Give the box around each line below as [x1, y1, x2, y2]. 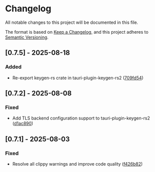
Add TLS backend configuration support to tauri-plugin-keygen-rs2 [12, 115, 150, 121]
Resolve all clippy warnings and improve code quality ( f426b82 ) [12, 161, 143, 167]
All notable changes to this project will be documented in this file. [5, 19, 139, 25]
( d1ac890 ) [12, 120, 34, 126]
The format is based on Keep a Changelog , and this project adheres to [5, 29, 149, 35]
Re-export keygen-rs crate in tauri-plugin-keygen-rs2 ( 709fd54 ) [12, 75, 144, 81]
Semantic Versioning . [5, 34, 49, 40]
